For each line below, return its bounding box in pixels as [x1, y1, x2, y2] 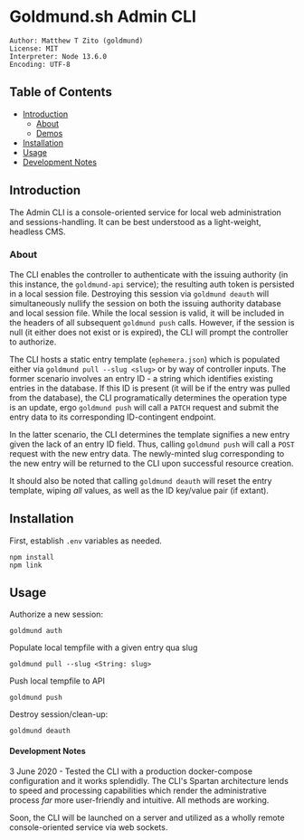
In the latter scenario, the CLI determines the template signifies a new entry [9, 429, 290, 439]
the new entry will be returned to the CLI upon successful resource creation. [9, 458, 294, 468]
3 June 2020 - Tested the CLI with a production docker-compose [9, 766, 253, 777]
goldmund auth [9, 627, 63, 636]
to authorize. [9, 336, 57, 347]
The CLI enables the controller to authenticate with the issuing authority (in [9, 269, 289, 279]
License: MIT [9, 43, 59, 53]
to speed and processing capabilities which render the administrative [9, 785, 267, 796]
